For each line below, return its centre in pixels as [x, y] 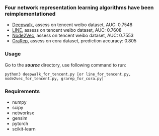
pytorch [20, 123]
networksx [23, 113]
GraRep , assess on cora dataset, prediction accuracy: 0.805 [74, 41]
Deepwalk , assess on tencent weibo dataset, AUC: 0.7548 [72, 25]
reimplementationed [30, 14]
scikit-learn [24, 129]
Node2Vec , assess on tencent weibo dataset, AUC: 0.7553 [73, 36]
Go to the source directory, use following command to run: [65, 65]
